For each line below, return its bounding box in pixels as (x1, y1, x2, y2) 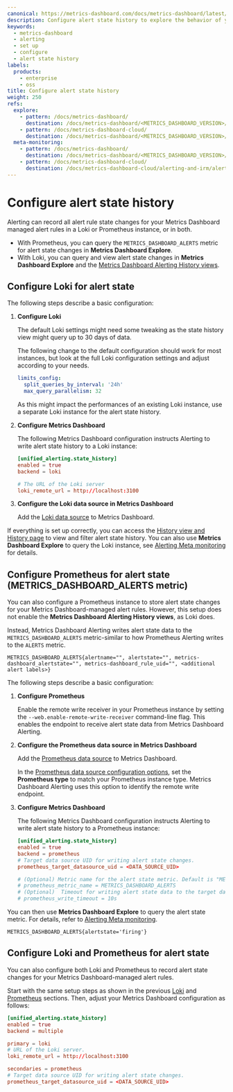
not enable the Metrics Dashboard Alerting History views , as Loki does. (7, 613, 215, 621)
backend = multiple (7, 1028, 64, 1034)
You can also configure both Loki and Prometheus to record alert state (7, 965, 208, 974)
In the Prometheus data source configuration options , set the (17, 768, 192, 777)
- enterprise (19, 74, 58, 82)
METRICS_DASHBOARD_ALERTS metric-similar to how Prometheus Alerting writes (7, 634, 224, 642)
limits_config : (17, 375, 62, 382)
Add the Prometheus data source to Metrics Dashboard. (17, 754, 178, 763)
